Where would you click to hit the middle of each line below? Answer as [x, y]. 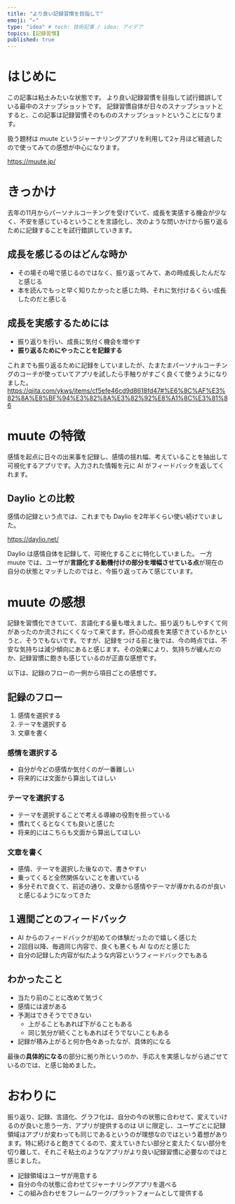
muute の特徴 [46, 436]
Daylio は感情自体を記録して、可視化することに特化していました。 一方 [110, 554]
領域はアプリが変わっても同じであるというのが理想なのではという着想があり [117, 1134]
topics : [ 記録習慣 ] [34, 33]
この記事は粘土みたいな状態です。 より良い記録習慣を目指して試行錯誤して [115, 97]
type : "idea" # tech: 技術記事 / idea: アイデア [75, 27]
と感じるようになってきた [54, 895]
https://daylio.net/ [33, 539]
